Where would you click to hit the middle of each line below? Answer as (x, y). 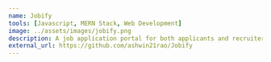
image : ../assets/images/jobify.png (70, 31)
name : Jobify (30, 16)
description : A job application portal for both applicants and (119, 38)
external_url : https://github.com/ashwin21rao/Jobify (101, 46)
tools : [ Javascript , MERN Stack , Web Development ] (95, 23)
